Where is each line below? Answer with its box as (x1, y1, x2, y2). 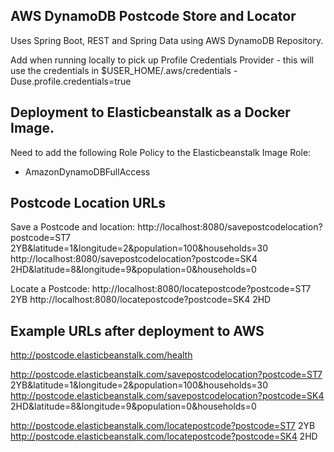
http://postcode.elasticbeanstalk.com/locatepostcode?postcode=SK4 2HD (10, 430, 318, 443)
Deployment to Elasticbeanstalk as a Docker (10, 104, 291, 121)
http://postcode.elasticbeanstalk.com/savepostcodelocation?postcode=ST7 (10, 369, 323, 381)
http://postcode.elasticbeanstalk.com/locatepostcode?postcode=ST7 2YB (10, 420, 316, 432)
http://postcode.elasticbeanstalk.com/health (10, 349, 193, 361)
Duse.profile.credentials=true (10, 75, 132, 87)
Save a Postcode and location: (10, 221, 136, 233)
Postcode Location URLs (10, 195, 167, 212)
